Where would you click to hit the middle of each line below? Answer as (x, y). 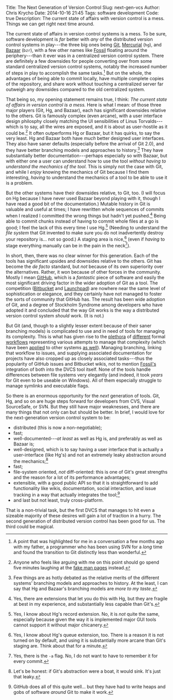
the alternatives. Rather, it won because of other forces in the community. (83, 272)
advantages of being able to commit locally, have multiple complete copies (85, 78)
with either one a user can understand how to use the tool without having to (86, 161)
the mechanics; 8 (31, 461)
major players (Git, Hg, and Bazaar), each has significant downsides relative (86, 110)
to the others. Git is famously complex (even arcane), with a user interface (84, 116)
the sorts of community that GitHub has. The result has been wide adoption (85, 299)
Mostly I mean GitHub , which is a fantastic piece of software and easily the (85, 277)
